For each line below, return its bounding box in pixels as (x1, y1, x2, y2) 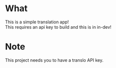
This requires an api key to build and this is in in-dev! (5, 24, 112, 30)
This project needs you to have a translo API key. (5, 57, 104, 63)
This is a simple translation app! (5, 19, 69, 25)
